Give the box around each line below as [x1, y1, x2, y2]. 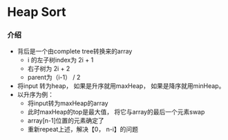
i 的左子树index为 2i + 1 [27, 56, 94, 64]
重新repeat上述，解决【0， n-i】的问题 [27, 125, 138, 134]
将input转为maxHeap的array [27, 99, 108, 107]
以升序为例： [17, 91, 54, 99]
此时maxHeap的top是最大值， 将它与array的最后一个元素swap [27, 108, 205, 116]
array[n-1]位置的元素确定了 [27, 116, 105, 125]
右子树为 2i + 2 [27, 64, 70, 73]
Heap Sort [7, 4, 67, 20]
